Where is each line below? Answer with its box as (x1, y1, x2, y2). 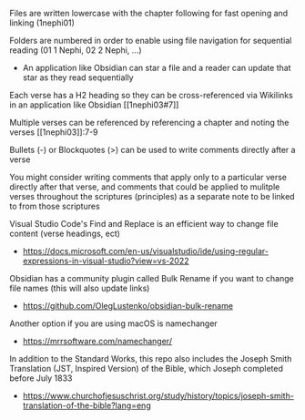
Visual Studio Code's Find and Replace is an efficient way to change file (9, 219, 280, 229)
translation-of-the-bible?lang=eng (22, 400, 152, 411)
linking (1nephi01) (9, 17, 76, 28)
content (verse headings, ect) (9, 228, 121, 239)
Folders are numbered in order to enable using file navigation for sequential (9, 36, 292, 46)
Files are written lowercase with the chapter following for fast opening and (9, 8, 289, 18)
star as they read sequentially (22, 72, 134, 83)
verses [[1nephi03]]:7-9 (9, 127, 98, 138)
